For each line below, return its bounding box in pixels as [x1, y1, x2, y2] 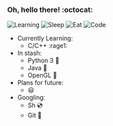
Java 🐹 [27, 64, 48, 72]
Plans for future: [17, 79, 64, 87]
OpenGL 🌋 [27, 71, 58, 79]
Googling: [17, 93, 46, 102]
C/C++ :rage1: [27, 42, 68, 50]
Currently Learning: [17, 34, 73, 42]
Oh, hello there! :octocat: [7, 5, 94, 15]
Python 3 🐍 [27, 56, 60, 65]
